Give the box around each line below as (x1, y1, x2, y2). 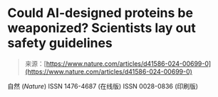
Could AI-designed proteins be (7, 5, 194, 21)
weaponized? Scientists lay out (7, 20, 196, 36)
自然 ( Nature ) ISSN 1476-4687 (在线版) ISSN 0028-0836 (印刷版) (7, 81, 198, 90)
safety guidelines (7, 35, 113, 51)
